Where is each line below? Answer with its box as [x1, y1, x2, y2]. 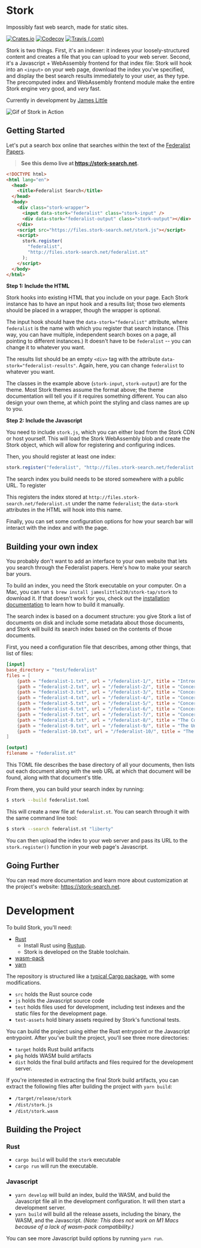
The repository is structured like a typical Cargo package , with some [6, 973, 175, 980]
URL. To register [6, 482, 47, 489]
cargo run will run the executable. [14, 1162, 98, 1170]
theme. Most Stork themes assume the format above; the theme [6, 386, 164, 394]
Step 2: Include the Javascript [6, 417, 83, 424]
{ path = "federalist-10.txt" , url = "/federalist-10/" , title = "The [17, 728, 194, 734]
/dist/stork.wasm [14, 1108, 59, 1114]
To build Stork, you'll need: [6, 923, 72, 931]
